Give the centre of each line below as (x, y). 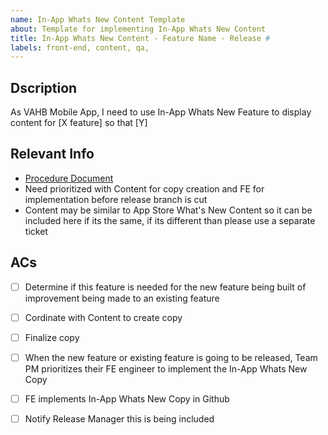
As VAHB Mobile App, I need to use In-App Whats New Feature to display (161, 112)
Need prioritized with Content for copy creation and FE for (144, 188)
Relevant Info (52, 154)
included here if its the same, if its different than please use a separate (170, 220)
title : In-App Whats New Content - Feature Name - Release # (140, 38)
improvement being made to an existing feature (122, 298)
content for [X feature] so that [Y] (79, 123)
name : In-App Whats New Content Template (98, 19)
